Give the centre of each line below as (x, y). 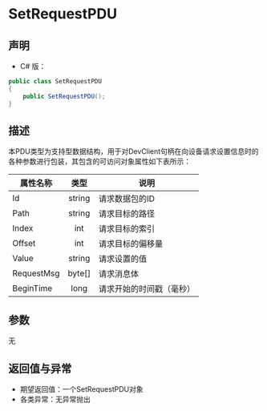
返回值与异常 (40, 368)
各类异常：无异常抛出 (55, 399)
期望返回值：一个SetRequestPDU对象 (81, 389)
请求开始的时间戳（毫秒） (147, 289)
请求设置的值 (123, 259)
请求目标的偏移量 (131, 244)
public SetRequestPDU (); (64, 96)
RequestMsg (36, 273)
